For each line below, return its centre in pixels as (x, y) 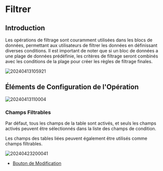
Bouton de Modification (37, 163)
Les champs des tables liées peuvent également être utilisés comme (76, 138)
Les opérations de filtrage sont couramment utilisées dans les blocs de (79, 40)
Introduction (25, 28)
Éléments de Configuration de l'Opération (72, 87)
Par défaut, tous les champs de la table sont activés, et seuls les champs (81, 123)
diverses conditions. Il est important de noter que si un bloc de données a (82, 51)
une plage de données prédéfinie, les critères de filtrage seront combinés (82, 56)
